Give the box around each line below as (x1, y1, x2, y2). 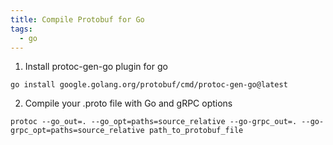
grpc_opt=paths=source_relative (10, 126, 145, 136)
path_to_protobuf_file (148, 126, 244, 136)
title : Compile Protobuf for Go (10, 14, 145, 25)
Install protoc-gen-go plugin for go (24, 61, 168, 73)
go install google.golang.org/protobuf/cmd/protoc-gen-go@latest (10, 80, 288, 90)
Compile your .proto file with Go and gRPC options (24, 97, 233, 110)
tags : (10, 24, 33, 34)
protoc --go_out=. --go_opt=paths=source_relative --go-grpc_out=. (10, 117, 298, 127)
